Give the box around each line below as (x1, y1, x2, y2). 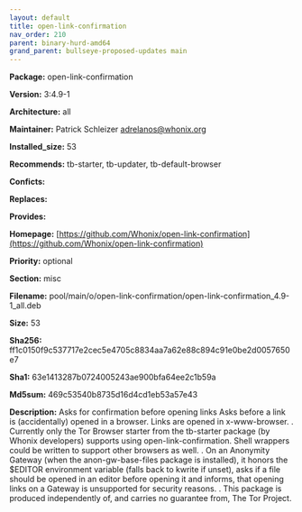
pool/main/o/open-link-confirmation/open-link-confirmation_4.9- (49, 290, 290, 302)
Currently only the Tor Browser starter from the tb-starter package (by (9, 425, 270, 437)
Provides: (9, 211, 47, 222)
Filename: (9, 290, 48, 302)
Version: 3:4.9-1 (9, 89, 70, 100)
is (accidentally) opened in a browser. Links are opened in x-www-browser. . (9, 416, 294, 427)
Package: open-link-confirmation (9, 71, 133, 82)
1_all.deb (9, 300, 42, 311)
